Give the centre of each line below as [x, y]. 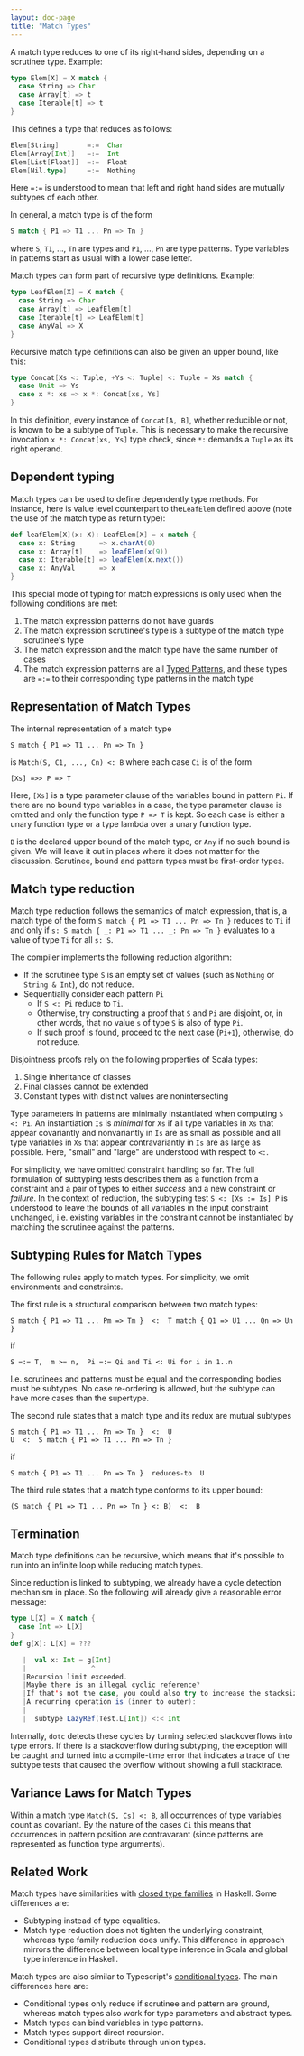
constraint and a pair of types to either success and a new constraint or [143, 1188]
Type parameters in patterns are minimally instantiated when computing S [147, 1113]
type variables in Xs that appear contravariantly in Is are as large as [135, 1142]
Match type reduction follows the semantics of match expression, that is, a [149, 911]
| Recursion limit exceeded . [75, 1677]
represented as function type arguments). [88, 1844]
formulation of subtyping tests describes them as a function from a [135, 1178]
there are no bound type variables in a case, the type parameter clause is [146, 805]
